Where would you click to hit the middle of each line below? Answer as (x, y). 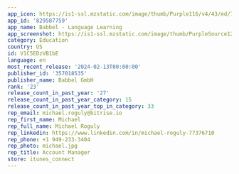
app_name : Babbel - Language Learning (65, 27)
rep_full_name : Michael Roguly (54, 126)
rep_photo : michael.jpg (43, 146)
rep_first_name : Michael (44, 119)
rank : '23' (23, 87)
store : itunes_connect (41, 159)
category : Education (38, 40)
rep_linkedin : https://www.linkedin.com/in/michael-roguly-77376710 (111, 133)
